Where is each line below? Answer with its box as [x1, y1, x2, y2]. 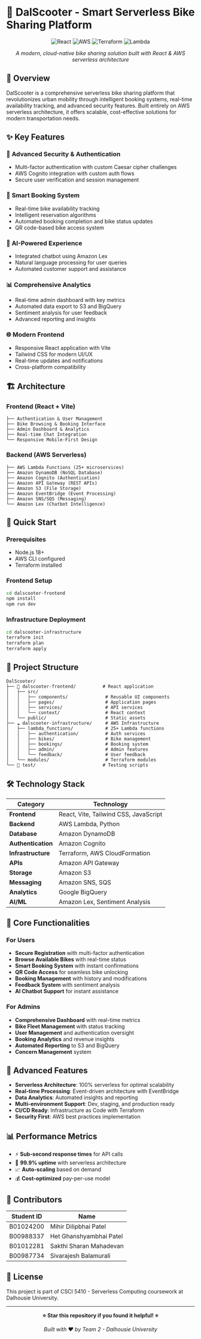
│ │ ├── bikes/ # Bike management [6, 736, 151, 742]
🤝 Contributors [6, 1195, 63, 1205]
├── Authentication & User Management [6, 416, 103, 422]
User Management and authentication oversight [14, 1029, 135, 1036]
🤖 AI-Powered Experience [6, 239, 83, 247]
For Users [6, 936, 35, 944]
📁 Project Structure [6, 662, 79, 673]
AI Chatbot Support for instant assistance [14, 988, 118, 995]
